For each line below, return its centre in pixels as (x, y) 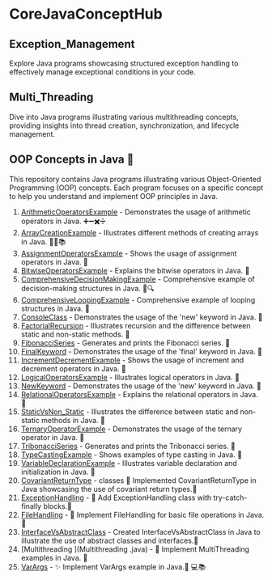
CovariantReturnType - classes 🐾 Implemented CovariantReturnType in (139, 480)
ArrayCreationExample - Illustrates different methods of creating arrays (140, 232)
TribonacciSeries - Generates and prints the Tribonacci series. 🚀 (128, 446)
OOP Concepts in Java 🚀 (72, 160)
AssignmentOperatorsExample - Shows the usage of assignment (129, 253)
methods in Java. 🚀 (73, 420)
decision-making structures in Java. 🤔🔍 (87, 288)
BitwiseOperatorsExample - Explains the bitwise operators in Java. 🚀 (135, 270)
